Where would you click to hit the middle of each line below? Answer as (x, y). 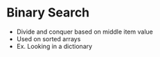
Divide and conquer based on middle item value (85, 32)
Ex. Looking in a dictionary (54, 46)
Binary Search (48, 13)
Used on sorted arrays (48, 38)
